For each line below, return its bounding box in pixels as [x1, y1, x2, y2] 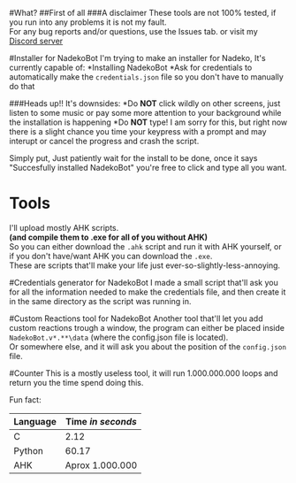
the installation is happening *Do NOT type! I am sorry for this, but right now [9, 117, 288, 127]
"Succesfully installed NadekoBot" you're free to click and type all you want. [9, 163, 287, 172]
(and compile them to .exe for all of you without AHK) [9, 232, 209, 242]
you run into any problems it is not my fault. [9, 17, 167, 27]
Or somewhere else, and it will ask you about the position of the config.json [9, 341, 287, 352]
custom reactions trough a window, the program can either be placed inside [9, 322, 285, 333]
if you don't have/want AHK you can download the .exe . [9, 250, 213, 261]
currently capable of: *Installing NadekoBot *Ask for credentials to [9, 62, 253, 73]
